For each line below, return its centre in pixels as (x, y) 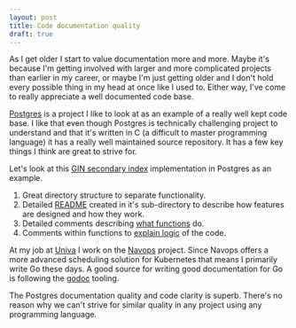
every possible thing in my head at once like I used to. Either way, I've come (148, 87)
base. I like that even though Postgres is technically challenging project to (144, 123)
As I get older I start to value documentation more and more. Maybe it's (140, 59)
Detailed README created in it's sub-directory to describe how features (153, 205)
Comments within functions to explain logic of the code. (124, 233)
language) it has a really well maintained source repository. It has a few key (146, 142)
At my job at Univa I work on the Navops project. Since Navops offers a (139, 250)
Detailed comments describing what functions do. (113, 223)
